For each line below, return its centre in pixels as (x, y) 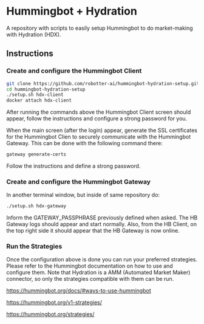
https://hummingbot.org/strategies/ (50, 314)
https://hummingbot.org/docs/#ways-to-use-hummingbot (79, 291)
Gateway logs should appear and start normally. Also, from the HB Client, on (102, 224)
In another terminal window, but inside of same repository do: (83, 195)
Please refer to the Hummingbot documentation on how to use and (90, 266)
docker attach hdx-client (39, 101)
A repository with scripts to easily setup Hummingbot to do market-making (100, 28)
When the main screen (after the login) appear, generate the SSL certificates (102, 130)
